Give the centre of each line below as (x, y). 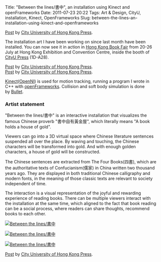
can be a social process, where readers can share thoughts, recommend (77, 209)
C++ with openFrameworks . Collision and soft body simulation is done (75, 86)
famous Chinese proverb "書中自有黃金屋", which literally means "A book (77, 122)
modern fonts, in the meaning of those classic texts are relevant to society (79, 178)
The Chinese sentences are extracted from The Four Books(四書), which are (81, 162)
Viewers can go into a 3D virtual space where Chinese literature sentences (79, 136)
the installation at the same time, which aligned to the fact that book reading (80, 204)
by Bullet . (15, 92)
